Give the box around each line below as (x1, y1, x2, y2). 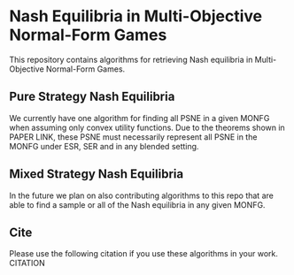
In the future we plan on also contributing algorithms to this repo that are (9, 190, 275, 201)
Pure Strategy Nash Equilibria (9, 89, 175, 104)
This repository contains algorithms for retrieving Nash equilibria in (9, 54, 253, 65)
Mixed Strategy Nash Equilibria (9, 166, 184, 182)
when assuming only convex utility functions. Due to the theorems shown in (9, 122, 285, 133)
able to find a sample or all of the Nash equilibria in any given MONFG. (9, 199, 266, 210)
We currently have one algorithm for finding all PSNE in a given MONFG (9, 112, 270, 123)
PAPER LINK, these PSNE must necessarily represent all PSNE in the (9, 131, 258, 142)
